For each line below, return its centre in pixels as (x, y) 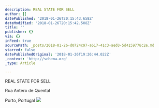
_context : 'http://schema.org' (36, 59)
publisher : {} (19, 32)
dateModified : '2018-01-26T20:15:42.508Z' (48, 23)
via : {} (13, 37)
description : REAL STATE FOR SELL (40, 9)
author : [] (16, 14)
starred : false (20, 50)
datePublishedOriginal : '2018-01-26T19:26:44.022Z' (58, 54)
